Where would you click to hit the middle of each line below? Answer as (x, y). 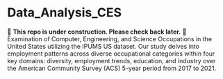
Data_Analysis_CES (65, 13)
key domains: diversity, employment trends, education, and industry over (111, 60)
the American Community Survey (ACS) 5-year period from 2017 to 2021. (112, 68)
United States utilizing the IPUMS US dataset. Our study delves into (104, 46)
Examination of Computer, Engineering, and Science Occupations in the (110, 38)
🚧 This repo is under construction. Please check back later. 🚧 (97, 32)
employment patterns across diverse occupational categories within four (111, 54)
